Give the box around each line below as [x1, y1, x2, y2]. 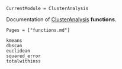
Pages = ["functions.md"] [6, 27, 70, 33]
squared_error [6, 53, 41, 59]
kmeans [6, 38, 23, 44]
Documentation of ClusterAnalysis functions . [6, 16, 117, 23]
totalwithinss [6, 58, 41, 64]
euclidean [6, 48, 31, 54]
